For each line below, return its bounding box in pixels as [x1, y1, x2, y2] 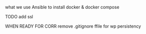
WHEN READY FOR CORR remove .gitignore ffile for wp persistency [5, 23, 141, 29]
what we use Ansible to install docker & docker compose [5, 4, 120, 10]
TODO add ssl [5, 14, 33, 19]
